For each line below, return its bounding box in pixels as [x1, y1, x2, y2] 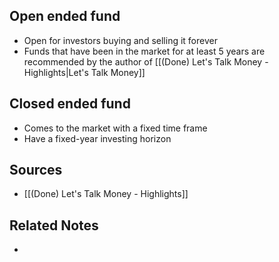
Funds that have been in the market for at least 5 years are [23, 45, 266, 57]
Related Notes [9, 217, 99, 234]
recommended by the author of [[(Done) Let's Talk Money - [23, 55, 269, 68]
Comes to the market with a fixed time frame [23, 122, 208, 134]
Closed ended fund [9, 95, 131, 113]
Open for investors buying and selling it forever [23, 34, 218, 46]
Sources [9, 162, 63, 179]
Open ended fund [9, 8, 121, 25]
